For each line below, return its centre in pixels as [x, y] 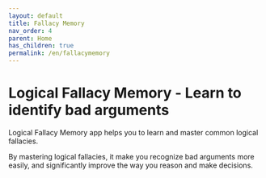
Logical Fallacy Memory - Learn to [125, 93]
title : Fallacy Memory [46, 23]
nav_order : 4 [30, 31]
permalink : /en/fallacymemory [59, 53]
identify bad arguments [89, 110]
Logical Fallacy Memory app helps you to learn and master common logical [133, 132]
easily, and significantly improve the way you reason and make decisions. [131, 165]
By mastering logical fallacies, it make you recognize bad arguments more [131, 156]
